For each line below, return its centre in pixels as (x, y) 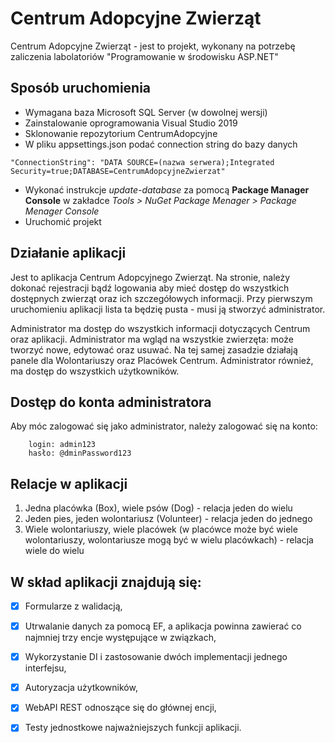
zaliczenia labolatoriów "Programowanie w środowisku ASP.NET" (144, 56)
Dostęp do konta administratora (111, 402)
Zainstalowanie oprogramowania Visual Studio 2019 (131, 123)
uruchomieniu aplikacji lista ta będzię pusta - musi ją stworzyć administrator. (168, 309)
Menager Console (62, 211)
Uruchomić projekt (63, 221)
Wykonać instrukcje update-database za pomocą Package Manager (167, 189)
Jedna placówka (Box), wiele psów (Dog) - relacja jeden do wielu (158, 508)
